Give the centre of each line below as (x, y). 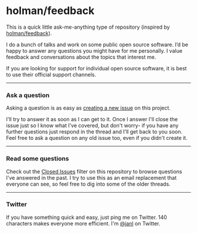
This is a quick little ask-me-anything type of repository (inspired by (88, 27)
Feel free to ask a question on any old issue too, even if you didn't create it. (97, 138)
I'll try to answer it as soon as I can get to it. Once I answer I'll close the (92, 119)
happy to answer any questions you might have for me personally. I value (94, 50)
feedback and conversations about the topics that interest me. (81, 57)
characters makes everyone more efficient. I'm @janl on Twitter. (83, 223)
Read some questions (38, 159)
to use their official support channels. (51, 74)
